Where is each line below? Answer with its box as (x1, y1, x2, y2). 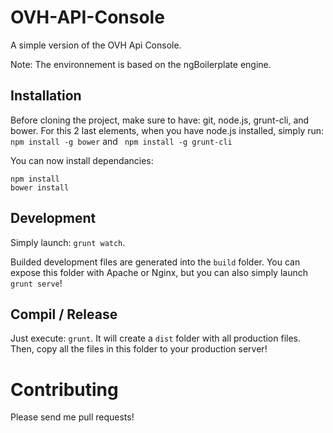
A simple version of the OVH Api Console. (10, 39, 182, 51)
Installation (10, 87, 82, 105)
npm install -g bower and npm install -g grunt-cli (10, 135, 233, 147)
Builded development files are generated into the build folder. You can (10, 256, 301, 268)
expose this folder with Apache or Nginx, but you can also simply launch (10, 266, 308, 278)
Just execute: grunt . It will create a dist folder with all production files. (10, 332, 302, 345)
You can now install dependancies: (10, 154, 154, 166)
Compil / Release (10, 306, 118, 323)
